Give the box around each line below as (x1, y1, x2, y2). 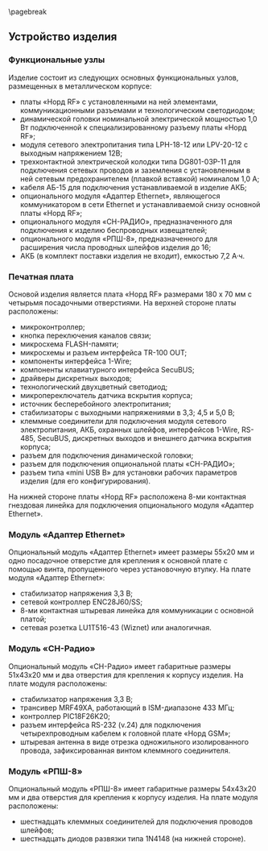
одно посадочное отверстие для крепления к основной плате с (8, 556, 228, 566)
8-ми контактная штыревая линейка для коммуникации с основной (19, 606, 254, 616)
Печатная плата (8, 271, 74, 282)
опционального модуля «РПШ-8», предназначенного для (19, 234, 218, 243)
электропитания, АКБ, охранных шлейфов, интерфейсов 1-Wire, (19, 425, 240, 434)
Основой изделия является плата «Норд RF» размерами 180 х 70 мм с (8, 289, 252, 299)
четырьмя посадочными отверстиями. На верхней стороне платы (8, 297, 237, 307)
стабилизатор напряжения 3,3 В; (19, 694, 134, 704)
